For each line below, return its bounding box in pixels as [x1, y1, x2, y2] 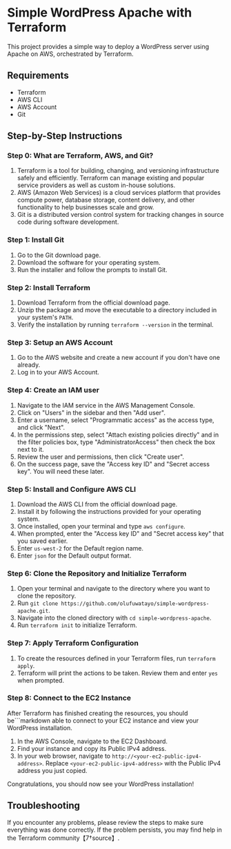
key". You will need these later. [17, 467, 105, 475]
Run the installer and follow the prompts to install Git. [17, 265, 168, 274]
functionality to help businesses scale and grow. [17, 203, 154, 211]
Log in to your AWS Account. [17, 368, 100, 376]
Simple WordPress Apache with [7, 5, 192, 21]
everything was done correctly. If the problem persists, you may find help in [7, 826, 223, 834]
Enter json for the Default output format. [17, 551, 132, 560]
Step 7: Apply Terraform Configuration [7, 638, 139, 648]
